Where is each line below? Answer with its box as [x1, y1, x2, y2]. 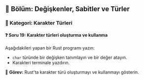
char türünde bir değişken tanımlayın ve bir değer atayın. [12, 54, 127, 60]
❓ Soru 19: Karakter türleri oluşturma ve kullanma [5, 32, 108, 38]
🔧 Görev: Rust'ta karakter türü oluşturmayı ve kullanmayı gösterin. [5, 69, 139, 75]
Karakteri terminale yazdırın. [12, 59, 70, 65]
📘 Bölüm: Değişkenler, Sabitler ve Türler [5, 5, 130, 13]
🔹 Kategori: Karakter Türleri [5, 20, 72, 27]
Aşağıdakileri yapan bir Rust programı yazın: [5, 45, 95, 51]
